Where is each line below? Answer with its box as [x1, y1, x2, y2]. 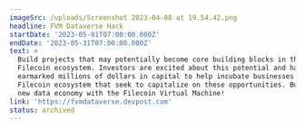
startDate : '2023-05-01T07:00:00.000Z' [9, 30, 161, 39]
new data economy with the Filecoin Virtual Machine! [17, 88, 225, 97]
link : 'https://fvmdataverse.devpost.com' [9, 96, 172, 106]
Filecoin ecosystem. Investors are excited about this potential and [17, 64, 286, 73]
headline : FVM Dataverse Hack [9, 22, 124, 31]
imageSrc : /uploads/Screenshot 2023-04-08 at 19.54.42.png [9, 13, 238, 23]
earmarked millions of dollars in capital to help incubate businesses [17, 72, 295, 81]
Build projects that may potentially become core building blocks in [17, 55, 286, 64]
